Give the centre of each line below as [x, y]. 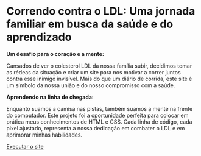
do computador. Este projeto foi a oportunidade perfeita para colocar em [97, 115]
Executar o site [25, 146]
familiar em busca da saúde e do [90, 24]
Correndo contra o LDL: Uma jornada [101, 11]
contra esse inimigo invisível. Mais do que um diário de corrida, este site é [99, 79]
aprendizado [39, 37]
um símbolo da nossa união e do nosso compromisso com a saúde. [91, 85]
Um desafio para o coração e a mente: [55, 54]
